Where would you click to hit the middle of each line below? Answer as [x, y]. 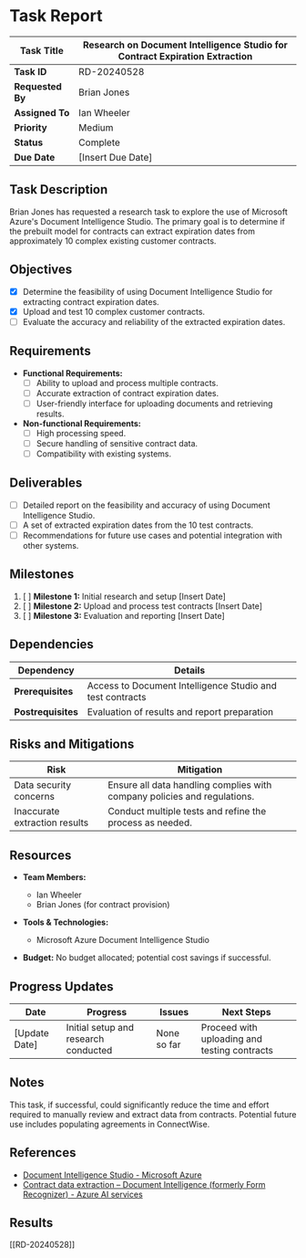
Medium [96, 127]
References [43, 1153]
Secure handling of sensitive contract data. [117, 443]
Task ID [31, 71]
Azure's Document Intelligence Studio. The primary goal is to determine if [147, 221]
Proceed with [229, 1027]
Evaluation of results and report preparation [180, 711]
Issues [174, 1012]
